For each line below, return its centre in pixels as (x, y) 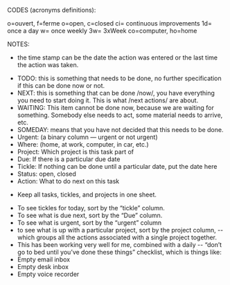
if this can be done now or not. (61, 85)
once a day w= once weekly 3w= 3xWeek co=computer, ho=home (102, 31)
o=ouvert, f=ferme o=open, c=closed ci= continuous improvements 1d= (110, 23)
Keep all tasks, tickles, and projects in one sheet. (87, 194)
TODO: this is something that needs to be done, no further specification (119, 78)
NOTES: (18, 44)
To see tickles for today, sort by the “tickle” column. (91, 208)
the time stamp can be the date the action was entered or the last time (117, 57)
